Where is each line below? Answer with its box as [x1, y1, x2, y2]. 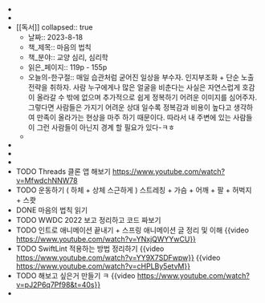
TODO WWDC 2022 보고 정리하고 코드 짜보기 [15, 216, 161, 224]
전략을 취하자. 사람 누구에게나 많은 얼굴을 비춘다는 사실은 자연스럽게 [27, 83, 241, 92]
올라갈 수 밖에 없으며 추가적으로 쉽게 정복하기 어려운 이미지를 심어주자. [36, 93, 258, 102]
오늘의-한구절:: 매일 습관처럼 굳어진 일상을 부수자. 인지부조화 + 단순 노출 [27, 73, 255, 82]
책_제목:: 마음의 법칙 [27, 42, 92, 52]
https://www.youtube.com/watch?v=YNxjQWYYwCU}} [15, 234, 197, 244]
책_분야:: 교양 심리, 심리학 [27, 53, 108, 62]
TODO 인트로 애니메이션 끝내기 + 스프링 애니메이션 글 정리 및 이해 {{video [15, 225, 249, 235]
